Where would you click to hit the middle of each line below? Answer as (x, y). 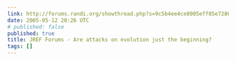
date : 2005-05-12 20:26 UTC (48, 20)
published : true (31, 33)
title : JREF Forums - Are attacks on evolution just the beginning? (110, 40)
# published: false (36, 27)
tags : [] (20, 46)
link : (15, 14)
